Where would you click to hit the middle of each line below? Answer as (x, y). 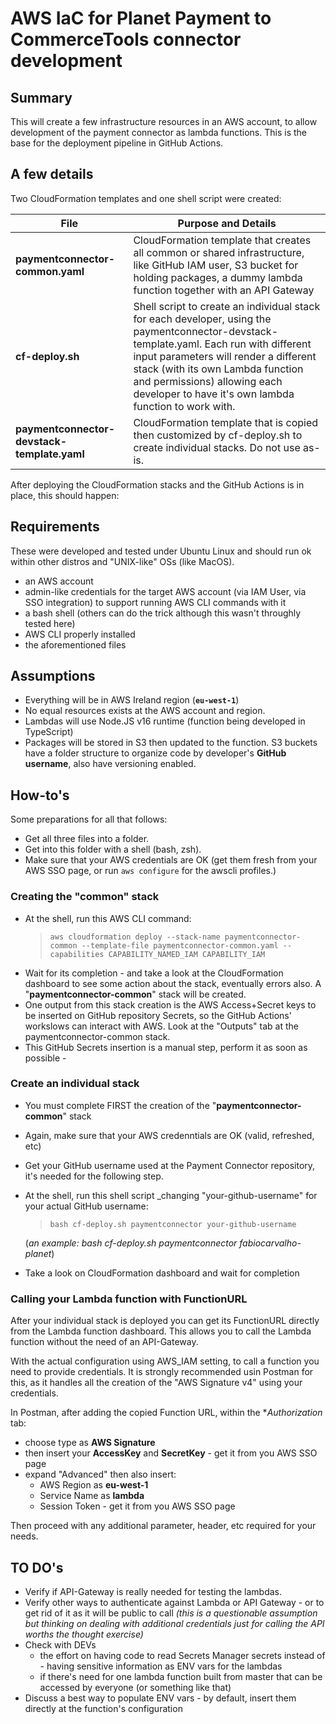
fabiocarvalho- (270, 1243)
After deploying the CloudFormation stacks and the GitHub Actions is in (157, 484)
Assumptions (53, 676)
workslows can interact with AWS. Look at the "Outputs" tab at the (161, 1026)
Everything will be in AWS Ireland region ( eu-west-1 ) (132, 700)
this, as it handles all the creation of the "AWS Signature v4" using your (156, 1383)
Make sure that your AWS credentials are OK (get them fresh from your (171, 860)
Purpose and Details (227, 223)
